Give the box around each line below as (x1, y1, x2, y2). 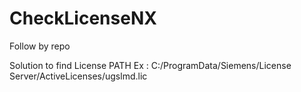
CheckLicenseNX (9, 7, 157, 30)
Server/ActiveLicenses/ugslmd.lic (9, 70, 148, 82)
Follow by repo (9, 40, 71, 52)
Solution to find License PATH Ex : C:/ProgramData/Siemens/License (9, 59, 292, 71)
